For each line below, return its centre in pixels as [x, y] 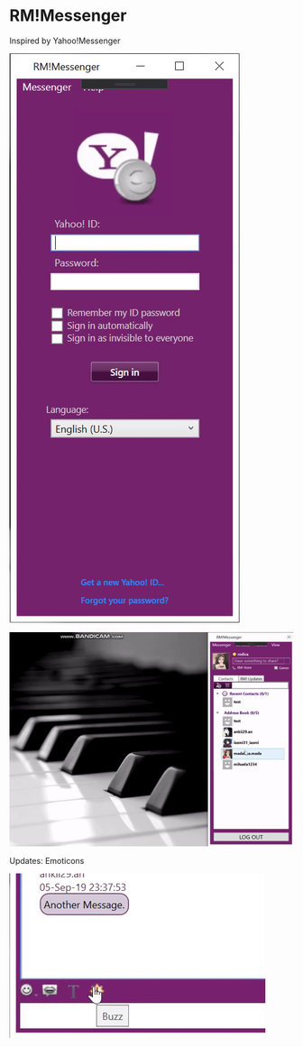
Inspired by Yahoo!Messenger [65, 41]
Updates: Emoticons [47, 861]
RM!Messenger [68, 16]
